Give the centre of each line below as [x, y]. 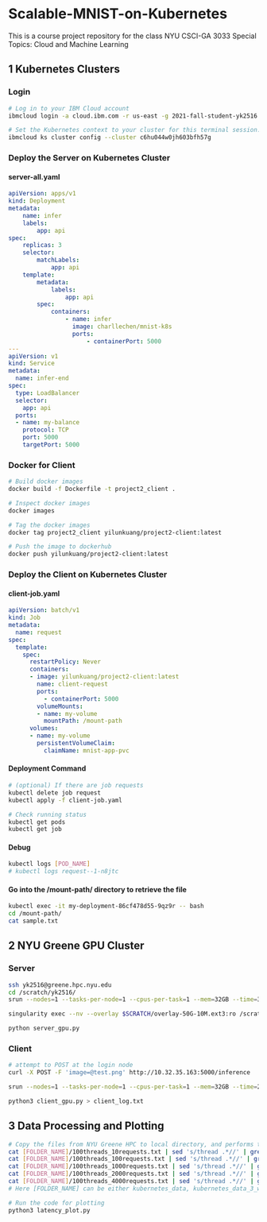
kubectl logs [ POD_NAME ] [49, 864]
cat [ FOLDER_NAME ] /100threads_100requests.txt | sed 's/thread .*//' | [129, 1159]
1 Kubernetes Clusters [64, 70]
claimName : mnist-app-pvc [86, 750]
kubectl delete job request [55, 793]
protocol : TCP [46, 430]
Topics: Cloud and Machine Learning [68, 44]
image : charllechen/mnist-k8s [122, 327]
